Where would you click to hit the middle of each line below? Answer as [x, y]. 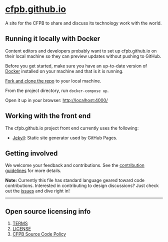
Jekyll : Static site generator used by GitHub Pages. [65, 137]
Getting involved [31, 153]
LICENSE [22, 229]
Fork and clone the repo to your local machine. [53, 80]
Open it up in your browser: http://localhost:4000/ [56, 100]
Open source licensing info [48, 211]
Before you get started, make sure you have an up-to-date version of [76, 65]
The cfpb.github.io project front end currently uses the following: [72, 128]
